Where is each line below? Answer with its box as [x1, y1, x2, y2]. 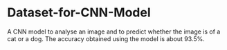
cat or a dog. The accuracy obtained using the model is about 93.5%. [7, 34, 206, 42]
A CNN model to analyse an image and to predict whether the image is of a [7, 27, 221, 36]
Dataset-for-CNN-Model [7, 5, 151, 21]
